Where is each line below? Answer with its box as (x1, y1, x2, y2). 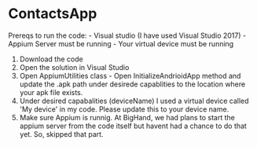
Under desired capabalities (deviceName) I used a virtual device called (19, 96, 249, 105)
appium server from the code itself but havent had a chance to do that (19, 121, 248, 130)
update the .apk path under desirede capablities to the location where (19, 79, 246, 89)
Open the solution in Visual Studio (19, 62, 130, 72)
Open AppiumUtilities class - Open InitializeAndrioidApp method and (19, 71, 241, 80)
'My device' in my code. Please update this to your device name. (19, 104, 229, 114)
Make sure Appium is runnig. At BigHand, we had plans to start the (19, 112, 236, 122)
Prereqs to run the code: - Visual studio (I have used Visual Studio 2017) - (8, 31, 246, 40)
